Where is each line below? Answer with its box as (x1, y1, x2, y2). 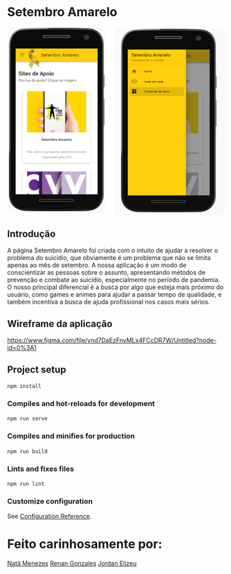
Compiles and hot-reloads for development (7, 398, 156, 408)
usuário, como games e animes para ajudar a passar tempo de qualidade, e (7, 290, 222, 299)
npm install (7, 383, 41, 390)
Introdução (7, 228, 56, 240)
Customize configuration (7, 496, 93, 506)
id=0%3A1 (7, 344, 37, 352)
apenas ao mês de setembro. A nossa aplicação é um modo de (7, 261, 187, 270)
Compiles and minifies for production (7, 432, 135, 441)
